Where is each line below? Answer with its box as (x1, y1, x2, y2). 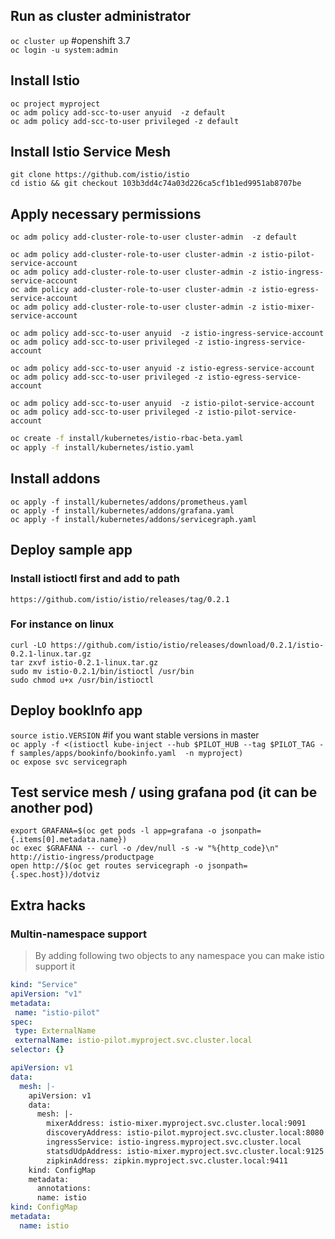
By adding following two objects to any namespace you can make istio (34, 950, 325, 962)
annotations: (36, 1184, 92, 1194)
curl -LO (10, 640, 47, 650)
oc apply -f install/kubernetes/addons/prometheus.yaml (10, 497, 248, 507)
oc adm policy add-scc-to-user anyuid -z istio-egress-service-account (10, 364, 315, 374)
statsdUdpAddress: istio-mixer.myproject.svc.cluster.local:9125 (46, 1146, 325, 1156)
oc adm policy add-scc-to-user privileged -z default (10, 116, 240, 126)
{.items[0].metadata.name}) (10, 835, 128, 845)
